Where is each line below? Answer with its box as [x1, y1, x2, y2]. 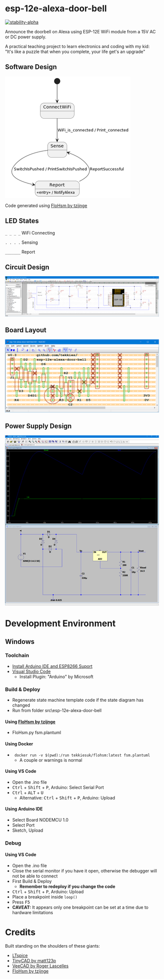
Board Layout [5, 326, 47, 334]
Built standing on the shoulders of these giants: [5, 943, 100, 949]
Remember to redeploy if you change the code [19, 884, 116, 890]
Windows [5, 637, 35, 646]
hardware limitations [12, 910, 53, 916]
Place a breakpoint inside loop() [12, 894, 78, 900]
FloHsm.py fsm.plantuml [12, 730, 61, 736]
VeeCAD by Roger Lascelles [12, 963, 69, 969]
